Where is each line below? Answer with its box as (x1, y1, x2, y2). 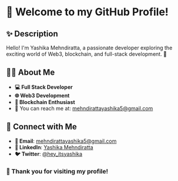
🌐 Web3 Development (14, 92, 70, 99)
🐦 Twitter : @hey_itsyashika (14, 150, 83, 157)
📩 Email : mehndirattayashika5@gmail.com (14, 138, 117, 145)
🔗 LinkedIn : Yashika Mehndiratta (14, 143, 93, 150)
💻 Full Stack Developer (14, 83, 73, 90)
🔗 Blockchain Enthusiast (14, 98, 75, 105)
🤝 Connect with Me (6, 122, 78, 132)
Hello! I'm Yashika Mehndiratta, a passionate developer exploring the (6, 44, 173, 51)
